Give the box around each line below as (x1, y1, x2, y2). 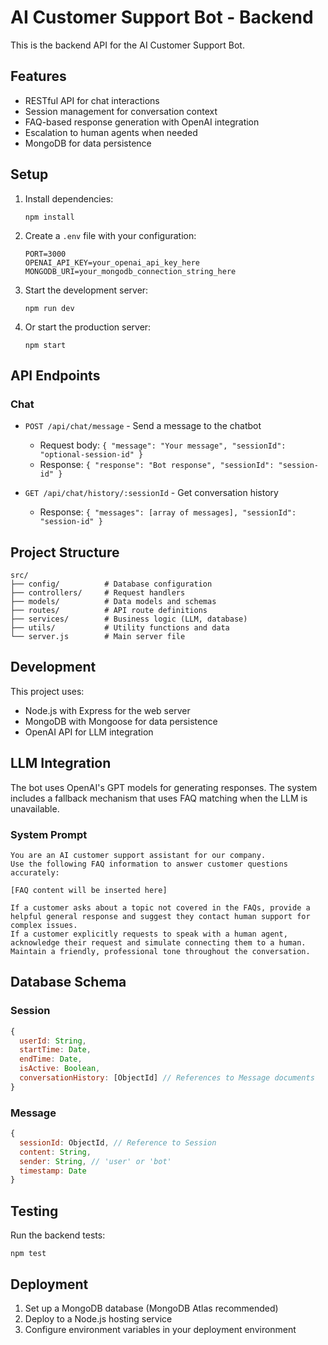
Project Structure (10, 544, 120, 561)
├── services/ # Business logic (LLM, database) (10, 614, 248, 625)
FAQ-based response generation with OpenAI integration (24, 116, 260, 128)
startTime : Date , (19, 1045, 92, 1055)
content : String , (19, 1147, 92, 1157)
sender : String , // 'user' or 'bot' (19, 1156, 172, 1166)
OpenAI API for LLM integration (24, 726, 154, 738)
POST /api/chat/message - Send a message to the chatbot (24, 420, 262, 432)
